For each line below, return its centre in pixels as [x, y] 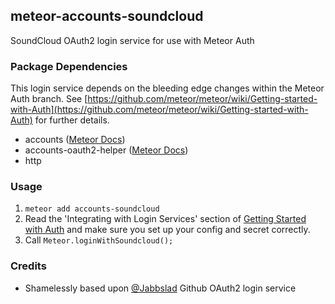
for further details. [72, 120]
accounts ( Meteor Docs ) [75, 140]
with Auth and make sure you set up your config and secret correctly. [167, 230]
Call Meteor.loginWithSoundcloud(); [99, 240]
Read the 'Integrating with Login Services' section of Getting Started [165, 219]
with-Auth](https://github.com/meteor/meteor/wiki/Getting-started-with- [159, 110]
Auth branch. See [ [49, 99]
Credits [28, 266]
